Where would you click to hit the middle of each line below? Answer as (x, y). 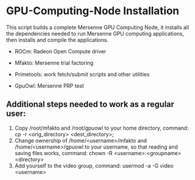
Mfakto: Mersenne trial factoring (54, 63)
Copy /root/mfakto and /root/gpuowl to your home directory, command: (102, 128)
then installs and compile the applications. (57, 40)
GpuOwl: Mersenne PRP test (49, 86)
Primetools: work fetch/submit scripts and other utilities (82, 74)
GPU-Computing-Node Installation (93, 11)
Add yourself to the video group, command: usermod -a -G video (94, 165)
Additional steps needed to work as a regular (90, 105)
